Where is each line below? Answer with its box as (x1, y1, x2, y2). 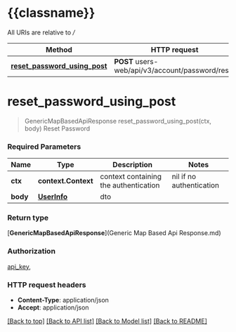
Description (112, 160, 153, 170)
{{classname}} (7, 5, 96, 21)
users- (135, 56, 159, 66)
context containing (100, 172, 162, 182)
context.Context (37, 176, 93, 186)
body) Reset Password (24, 124, 91, 133)
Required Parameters (7, 142, 81, 152)
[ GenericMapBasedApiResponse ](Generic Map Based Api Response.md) (7, 229, 221, 237)
